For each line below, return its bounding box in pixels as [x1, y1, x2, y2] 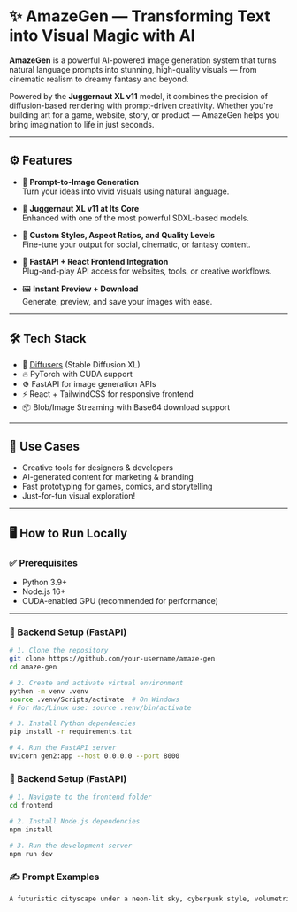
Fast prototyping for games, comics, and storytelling [21, 481, 213, 492]
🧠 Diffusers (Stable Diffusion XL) [21, 359, 141, 369]
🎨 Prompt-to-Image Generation [21, 176, 140, 187]
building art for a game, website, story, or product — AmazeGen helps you [9, 109, 280, 120]
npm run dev [9, 849, 53, 858]
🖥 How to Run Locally [9, 525, 128, 541]
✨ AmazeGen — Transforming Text [9, 6, 271, 27]
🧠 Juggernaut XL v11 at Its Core [21, 203, 140, 213]
